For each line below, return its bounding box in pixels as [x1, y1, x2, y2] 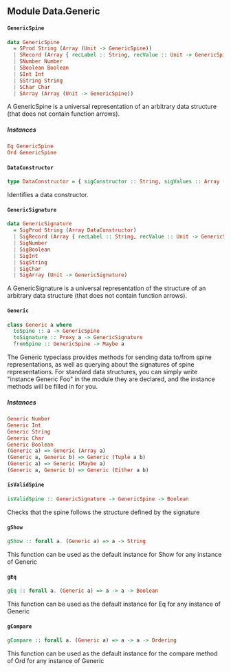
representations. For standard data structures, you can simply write [7, 368, 198, 376]
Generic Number [7, 416, 51, 422]
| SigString [13, 258, 48, 266]
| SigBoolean [13, 246, 51, 253]
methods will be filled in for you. [7, 383, 98, 391]
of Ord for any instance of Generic [7, 657, 104, 665]
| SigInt [13, 252, 38, 259]
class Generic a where [7, 321, 72, 328]
